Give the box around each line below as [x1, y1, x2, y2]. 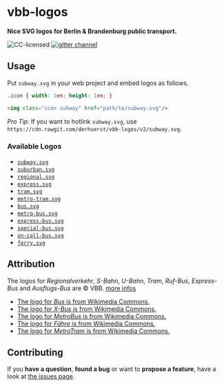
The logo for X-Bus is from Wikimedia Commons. [17, 305, 156, 313]
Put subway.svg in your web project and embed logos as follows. [7, 79, 189, 87]
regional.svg [17, 173, 55, 180]
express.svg [17, 180, 52, 187]
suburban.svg [17, 166, 55, 173]
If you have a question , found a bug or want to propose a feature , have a [7, 365, 216, 373]
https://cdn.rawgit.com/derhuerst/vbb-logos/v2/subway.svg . [7, 124, 182, 133]
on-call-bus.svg [17, 232, 64, 239]
